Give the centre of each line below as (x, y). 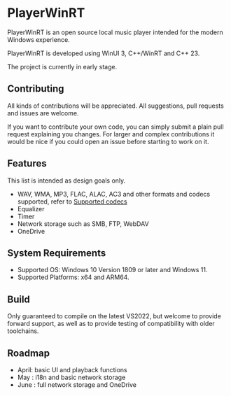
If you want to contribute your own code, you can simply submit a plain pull (115, 127)
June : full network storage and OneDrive (77, 385)
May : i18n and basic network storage (71, 377)
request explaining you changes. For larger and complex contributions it (111, 134)
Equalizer (31, 208)
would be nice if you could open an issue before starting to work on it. (108, 141)
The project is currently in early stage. (62, 66)
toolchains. (23, 331)
